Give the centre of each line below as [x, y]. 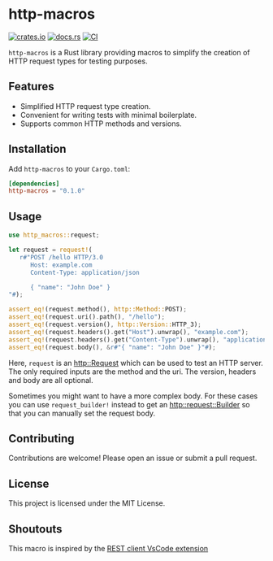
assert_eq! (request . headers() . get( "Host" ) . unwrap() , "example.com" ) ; [129, 332]
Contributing [41, 439]
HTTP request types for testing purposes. [78, 61]
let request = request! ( [50, 250]
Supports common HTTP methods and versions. [101, 124]
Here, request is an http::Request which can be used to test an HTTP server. [136, 363]
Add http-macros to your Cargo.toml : [69, 168]
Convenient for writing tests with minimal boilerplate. [108, 115]
